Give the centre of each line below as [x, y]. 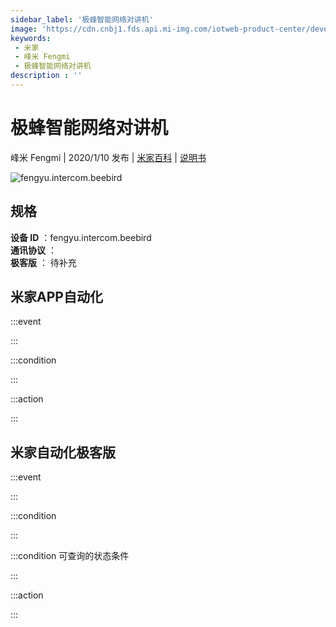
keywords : [31, 38]
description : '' [46, 76]
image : [24, 29]
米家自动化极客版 [63, 452]
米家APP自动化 [56, 297]
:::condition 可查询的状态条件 [70, 556]
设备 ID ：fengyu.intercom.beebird [81, 237]
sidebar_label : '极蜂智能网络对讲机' [82, 19]
